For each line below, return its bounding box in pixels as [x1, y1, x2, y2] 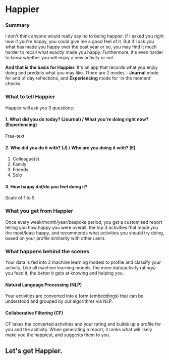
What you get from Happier [5, 208, 73, 215]
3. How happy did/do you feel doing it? [5, 183, 88, 189]
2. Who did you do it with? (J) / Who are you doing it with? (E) [5, 144, 136, 150]
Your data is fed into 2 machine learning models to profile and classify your [5, 259, 161, 265]
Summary [5, 22, 30, 29]
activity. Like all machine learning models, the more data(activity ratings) [5, 264, 156, 270]
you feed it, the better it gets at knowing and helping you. [5, 270, 124, 276]
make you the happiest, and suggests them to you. [5, 332, 110, 338]
